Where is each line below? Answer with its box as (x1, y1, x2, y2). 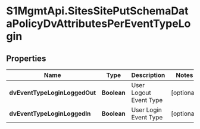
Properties (6, 53, 46, 63)
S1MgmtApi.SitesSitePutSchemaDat (6, 4, 189, 18)
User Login (131, 106, 162, 114)
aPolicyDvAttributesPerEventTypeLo (6, 17, 191, 30)
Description (131, 71, 165, 79)
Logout (131, 88, 151, 97)
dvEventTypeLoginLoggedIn (9, 109, 91, 118)
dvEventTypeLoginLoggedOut (9, 88, 96, 97)
